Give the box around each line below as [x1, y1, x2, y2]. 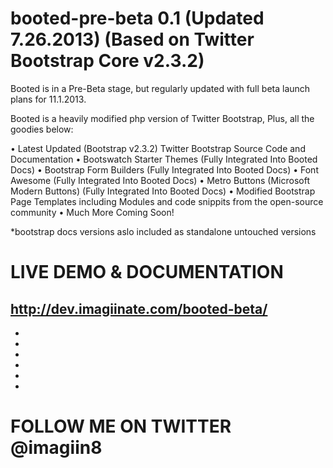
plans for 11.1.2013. [10, 93, 87, 105]
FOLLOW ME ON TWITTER [10, 415, 232, 438]
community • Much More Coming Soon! [10, 206, 175, 218]
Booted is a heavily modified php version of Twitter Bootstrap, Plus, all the [10, 112, 315, 124]
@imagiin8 [10, 437, 103, 459]
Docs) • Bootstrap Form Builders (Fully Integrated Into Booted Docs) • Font [10, 163, 319, 176]
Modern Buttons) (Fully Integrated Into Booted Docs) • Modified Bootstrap [10, 185, 316, 197]
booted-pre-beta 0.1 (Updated [10, 7, 265, 30]
